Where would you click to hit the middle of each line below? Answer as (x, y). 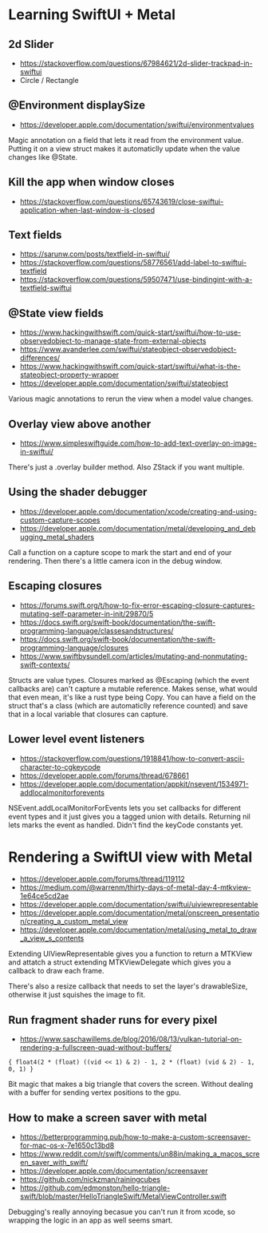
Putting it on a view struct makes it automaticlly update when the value (124, 149)
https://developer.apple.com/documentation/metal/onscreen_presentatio (140, 913)
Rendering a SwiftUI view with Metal (130, 857)
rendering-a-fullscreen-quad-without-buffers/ (96, 1048)
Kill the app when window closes (91, 182)
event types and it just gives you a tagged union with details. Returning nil (130, 816)
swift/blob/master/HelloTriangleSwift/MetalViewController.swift (123, 1196)
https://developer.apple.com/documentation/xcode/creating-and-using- (138, 511)
